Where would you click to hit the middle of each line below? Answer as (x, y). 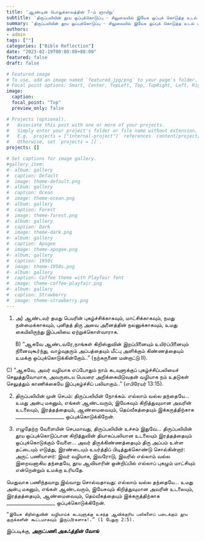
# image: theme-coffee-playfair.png (54, 284)
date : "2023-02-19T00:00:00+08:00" (52, 52)
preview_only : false (38, 108)
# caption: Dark (28, 227)
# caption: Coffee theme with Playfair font (65, 278)
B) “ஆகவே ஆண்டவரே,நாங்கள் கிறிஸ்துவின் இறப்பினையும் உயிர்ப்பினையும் (102, 344)
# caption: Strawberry (37, 295)
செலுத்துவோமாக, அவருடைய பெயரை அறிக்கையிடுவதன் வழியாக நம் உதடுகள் (98, 377)
